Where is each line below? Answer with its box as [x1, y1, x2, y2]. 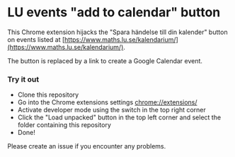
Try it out [7, 74, 40, 84]
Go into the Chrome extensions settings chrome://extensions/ [17, 98, 197, 107]
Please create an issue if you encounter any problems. [7, 142, 166, 151]
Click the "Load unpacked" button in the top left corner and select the [17, 113, 222, 121]
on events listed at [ [7, 35, 65, 43]
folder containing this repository [17, 121, 112, 129]
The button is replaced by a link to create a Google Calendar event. [7, 56, 203, 65]
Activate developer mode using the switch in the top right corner [17, 106, 207, 114]
